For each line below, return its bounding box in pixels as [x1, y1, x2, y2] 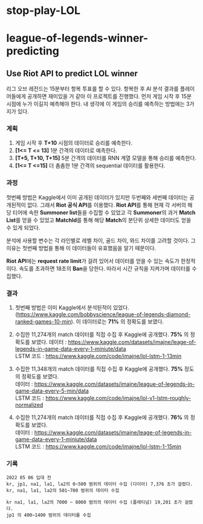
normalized [14, 401, 43, 409]
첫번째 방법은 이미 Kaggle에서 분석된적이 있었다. [14, 304, 130, 311]
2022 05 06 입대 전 [6, 475, 51, 481]
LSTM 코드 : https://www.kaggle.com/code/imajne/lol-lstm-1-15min [14, 443, 182, 450]
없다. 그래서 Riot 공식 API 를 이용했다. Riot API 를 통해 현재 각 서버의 [27, 201, 186, 208]
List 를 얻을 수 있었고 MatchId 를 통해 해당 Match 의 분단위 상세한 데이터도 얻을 [6, 216, 192, 224]
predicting [6, 44, 59, 58]
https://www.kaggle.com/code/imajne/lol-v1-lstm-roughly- [45, 394, 192, 402]
